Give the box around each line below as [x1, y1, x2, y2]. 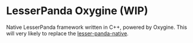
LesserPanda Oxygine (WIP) [6, 4, 148, 18]
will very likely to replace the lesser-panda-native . [6, 29, 129, 37]
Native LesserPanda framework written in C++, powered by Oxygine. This [6, 24, 188, 31]
